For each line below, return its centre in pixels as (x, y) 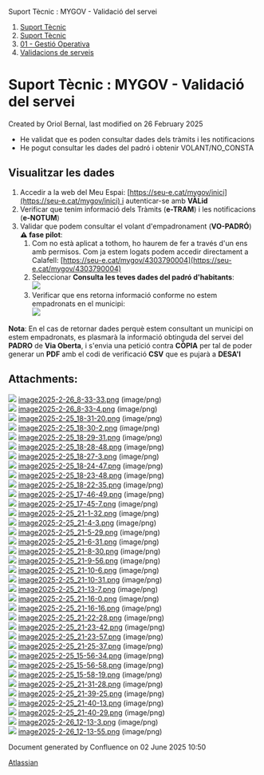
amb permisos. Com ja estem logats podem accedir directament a (140, 252)
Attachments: (43, 379)
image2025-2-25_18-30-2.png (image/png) (89, 427)
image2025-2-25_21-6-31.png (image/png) (89, 542)
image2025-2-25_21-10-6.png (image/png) (89, 570)
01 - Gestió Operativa (55, 44)
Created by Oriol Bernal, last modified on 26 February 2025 (106, 124)
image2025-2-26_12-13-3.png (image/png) (88, 721)
